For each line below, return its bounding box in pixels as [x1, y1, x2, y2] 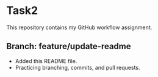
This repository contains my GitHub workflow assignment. [6, 24, 153, 31]
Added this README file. [15, 57, 77, 64]
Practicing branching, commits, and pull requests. [15, 64, 140, 71]
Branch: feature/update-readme [6, 41, 131, 52]
